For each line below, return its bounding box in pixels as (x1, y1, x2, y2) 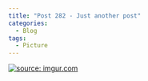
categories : (8, 19, 48, 27)
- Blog (15, 26, 38, 34)
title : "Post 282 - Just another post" (8, 11, 142, 20)
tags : (8, 34, 26, 43)
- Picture (15, 42, 48, 50)
